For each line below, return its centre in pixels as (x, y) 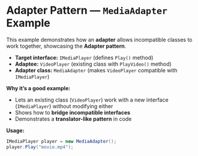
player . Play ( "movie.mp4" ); (40, 147)
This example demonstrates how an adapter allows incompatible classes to (100, 39)
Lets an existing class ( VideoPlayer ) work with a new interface (92, 100)
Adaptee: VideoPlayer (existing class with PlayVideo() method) (93, 64)
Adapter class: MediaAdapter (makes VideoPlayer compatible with (96, 70)
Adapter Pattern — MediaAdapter (87, 10)
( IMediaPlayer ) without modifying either (64, 106)
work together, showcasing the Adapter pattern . (66, 46)
